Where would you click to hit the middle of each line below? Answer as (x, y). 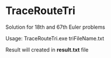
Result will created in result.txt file (47, 50)
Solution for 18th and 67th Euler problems (56, 27)
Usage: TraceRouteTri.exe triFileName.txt (55, 38)
